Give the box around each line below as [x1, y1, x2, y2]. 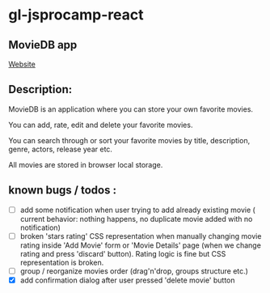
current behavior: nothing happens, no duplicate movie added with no [19, 214, 253, 223]
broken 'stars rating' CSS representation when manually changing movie [19, 231, 262, 240]
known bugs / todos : [8, 184, 117, 197]
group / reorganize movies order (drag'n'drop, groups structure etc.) [19, 265, 249, 276]
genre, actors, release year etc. [8, 144, 113, 154]
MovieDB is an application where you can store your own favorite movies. [8, 104, 253, 114]
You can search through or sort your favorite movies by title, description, [8, 135, 251, 145]
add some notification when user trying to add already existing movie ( [19, 205, 256, 214]
